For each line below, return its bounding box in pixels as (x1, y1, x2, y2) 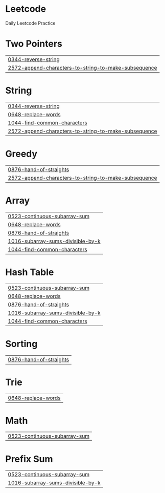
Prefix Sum (5, 453, 53, 465)
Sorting (5, 338, 38, 350)
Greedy (5, 148, 37, 159)
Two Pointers (5, 38, 63, 50)
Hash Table (5, 266, 54, 278)
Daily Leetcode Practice (5, 20, 56, 26)
